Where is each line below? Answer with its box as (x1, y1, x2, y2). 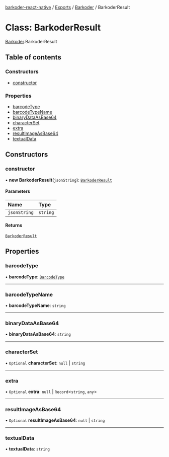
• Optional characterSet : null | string (5, 360, 86, 366)
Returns (5, 222, 23, 228)
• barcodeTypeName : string (5, 302, 66, 309)
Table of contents (5, 53, 61, 62)
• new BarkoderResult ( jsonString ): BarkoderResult (5, 177, 112, 183)
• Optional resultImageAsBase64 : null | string (5, 417, 105, 423)
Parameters (5, 188, 30, 194)
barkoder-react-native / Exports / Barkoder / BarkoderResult (5, 5, 130, 10)
